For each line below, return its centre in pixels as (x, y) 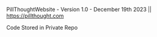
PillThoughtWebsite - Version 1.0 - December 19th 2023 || (79, 9)
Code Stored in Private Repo (42, 28)
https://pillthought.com (35, 16)
